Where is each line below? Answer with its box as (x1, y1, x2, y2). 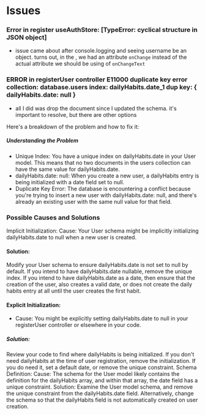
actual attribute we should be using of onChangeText (15, 60, 146, 67)
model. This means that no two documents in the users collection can (15, 159, 191, 166)
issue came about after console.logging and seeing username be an (15, 47, 187, 54)
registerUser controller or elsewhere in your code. (15, 321, 141, 329)
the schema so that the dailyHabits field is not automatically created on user (6, 396, 198, 404)
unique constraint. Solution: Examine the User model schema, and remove (6, 383, 193, 391)
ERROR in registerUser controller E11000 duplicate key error (6, 75, 188, 84)
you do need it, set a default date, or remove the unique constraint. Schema (6, 364, 197, 371)
